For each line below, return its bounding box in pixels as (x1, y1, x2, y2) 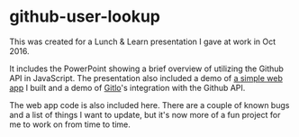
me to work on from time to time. (9, 119, 131, 130)
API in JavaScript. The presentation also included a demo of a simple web (9, 72, 284, 83)
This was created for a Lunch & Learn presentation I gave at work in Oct (9, 36, 276, 47)
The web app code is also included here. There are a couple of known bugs (9, 99, 290, 110)
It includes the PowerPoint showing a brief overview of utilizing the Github (9, 63, 284, 74)
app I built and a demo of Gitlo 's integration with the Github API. (9, 82, 246, 93)
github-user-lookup (9, 6, 160, 27)
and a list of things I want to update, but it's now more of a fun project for (9, 109, 281, 120)
